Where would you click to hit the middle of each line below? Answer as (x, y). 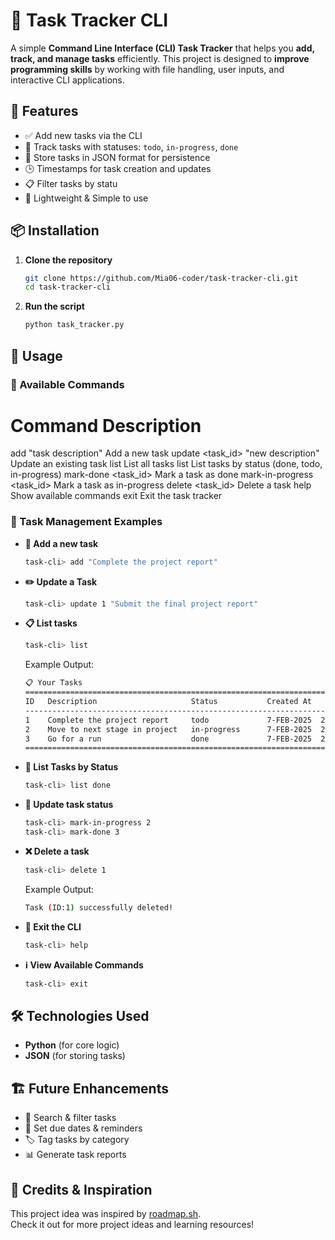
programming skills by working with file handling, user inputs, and (147, 69)
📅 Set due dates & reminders (83, 1128)
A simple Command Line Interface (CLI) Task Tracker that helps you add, (162, 48)
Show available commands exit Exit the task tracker (116, 496)
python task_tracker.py (74, 325)
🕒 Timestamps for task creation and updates (118, 168)
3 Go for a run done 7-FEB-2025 (168, 739)
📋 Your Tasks (53, 683)
